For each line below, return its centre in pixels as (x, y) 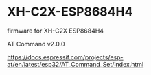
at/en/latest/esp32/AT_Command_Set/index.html (75, 64)
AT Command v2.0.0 (36, 44)
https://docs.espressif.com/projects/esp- (65, 57)
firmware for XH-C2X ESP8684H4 (56, 31)
